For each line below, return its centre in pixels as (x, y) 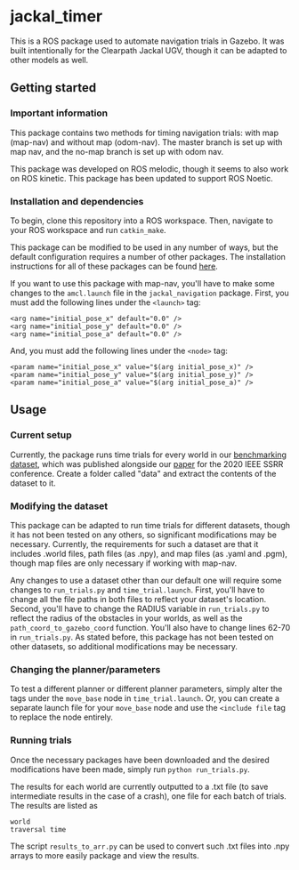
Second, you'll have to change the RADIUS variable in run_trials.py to (140, 608)
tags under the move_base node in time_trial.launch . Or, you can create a (145, 698)
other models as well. (49, 60)
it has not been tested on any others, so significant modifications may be (143, 535)
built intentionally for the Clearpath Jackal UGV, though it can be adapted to (149, 50)
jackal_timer (57, 16)
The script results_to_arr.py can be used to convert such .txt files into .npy (150, 846)
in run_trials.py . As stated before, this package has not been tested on (142, 637)
